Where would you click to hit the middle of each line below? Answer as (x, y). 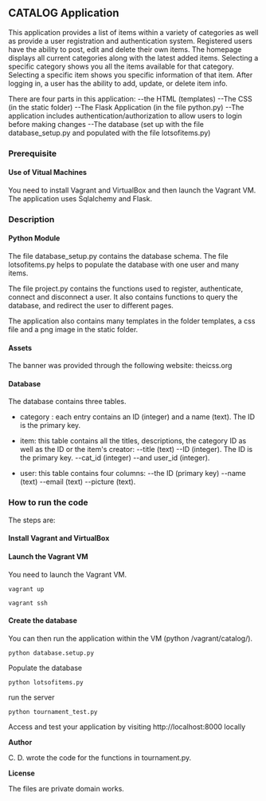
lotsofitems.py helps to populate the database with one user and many (124, 265)
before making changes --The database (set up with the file (106, 124)
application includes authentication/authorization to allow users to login (125, 116)
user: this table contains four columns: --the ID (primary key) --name (133, 474)
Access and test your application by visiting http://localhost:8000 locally (127, 727)
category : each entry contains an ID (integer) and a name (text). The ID (137, 417)
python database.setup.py (51, 653)
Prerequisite (33, 153)
